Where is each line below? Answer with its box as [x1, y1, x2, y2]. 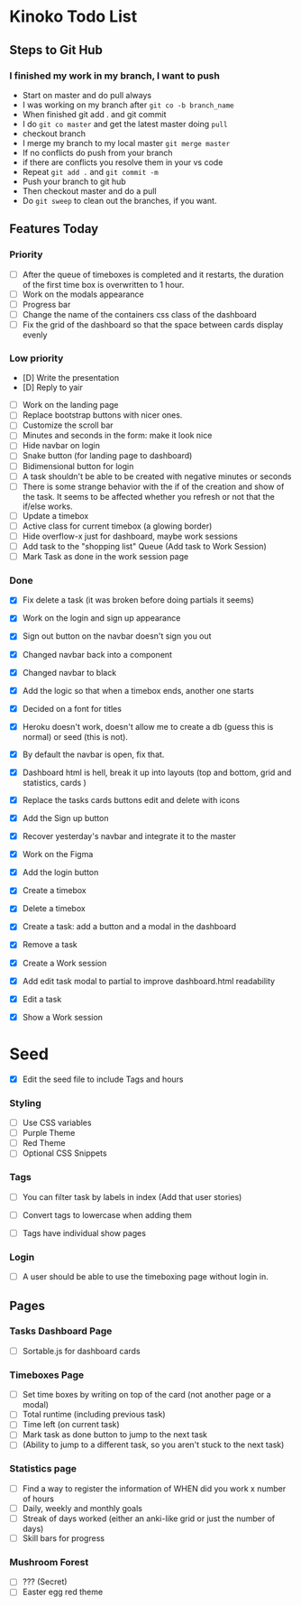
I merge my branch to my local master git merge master [22, 137, 231, 148]
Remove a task [22, 939, 78, 950]
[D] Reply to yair [22, 382, 83, 393]
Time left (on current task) [22, 1419, 120, 1430]
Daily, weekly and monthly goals [22, 1502, 142, 1513]
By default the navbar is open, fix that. [22, 749, 165, 760]
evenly [22, 329, 48, 340]
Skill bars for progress [22, 1533, 105, 1544]
